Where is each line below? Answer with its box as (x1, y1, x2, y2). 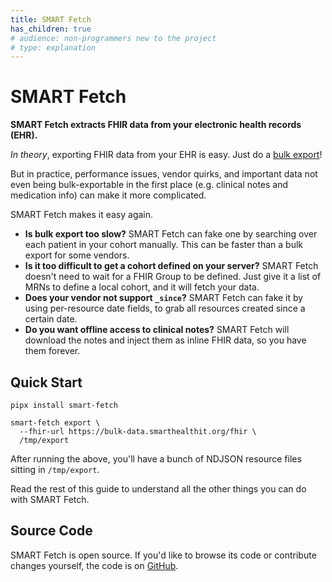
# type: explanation (10, 42, 97, 53)
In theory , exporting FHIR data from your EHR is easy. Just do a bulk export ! (10, 149, 323, 161)
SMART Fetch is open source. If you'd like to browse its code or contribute (10, 549, 317, 561)
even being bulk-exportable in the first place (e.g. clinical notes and (10, 179, 289, 191)
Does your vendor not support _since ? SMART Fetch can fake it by (24, 292, 304, 304)
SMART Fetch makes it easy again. (10, 209, 154, 221)
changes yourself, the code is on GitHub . (10, 559, 179, 571)
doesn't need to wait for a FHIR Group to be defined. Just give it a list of (24, 271, 322, 283)
